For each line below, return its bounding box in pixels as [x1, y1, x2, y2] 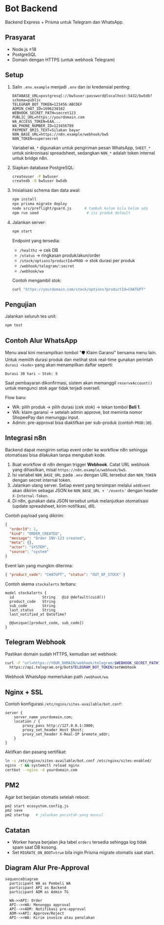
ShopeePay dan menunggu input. [12, 414, 80, 421]
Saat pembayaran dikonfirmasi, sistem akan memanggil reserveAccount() [5, 380, 153, 386]
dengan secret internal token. [12, 477, 72, 483]
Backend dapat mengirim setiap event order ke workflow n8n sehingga [5, 447, 148, 452]
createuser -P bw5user [12, 174, 59, 179]
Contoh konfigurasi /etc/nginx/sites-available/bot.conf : [5, 701, 123, 707]
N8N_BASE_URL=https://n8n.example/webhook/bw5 [12, 132, 109, 137]
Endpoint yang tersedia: [12, 238, 60, 244]
